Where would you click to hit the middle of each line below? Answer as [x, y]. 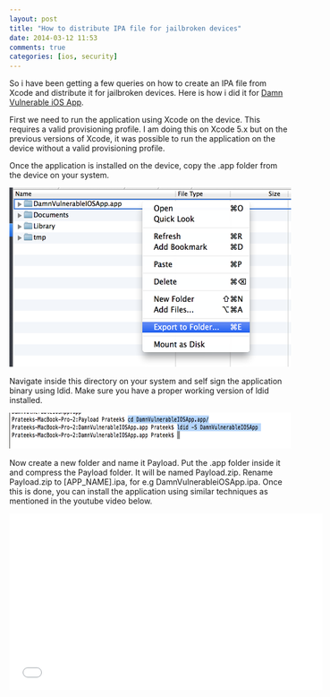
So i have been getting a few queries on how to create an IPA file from [138, 83]
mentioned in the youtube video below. [81, 501]
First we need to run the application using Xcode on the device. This [135, 120]
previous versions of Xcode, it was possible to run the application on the [142, 139]
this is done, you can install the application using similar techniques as [139, 492]
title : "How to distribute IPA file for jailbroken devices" [126, 28]
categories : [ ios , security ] [63, 57]
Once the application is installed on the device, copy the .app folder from [144, 166]
